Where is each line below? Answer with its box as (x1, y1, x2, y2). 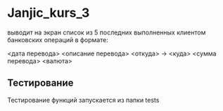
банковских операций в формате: (7, 35, 109, 44)
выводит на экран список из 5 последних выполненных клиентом (7, 28, 206, 37)
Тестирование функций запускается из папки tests (7, 96, 160, 104)
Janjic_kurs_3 (7, 5, 90, 21)
